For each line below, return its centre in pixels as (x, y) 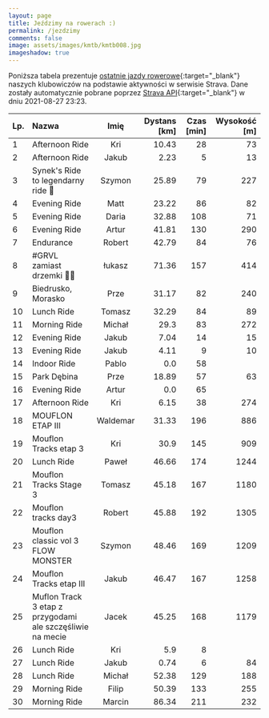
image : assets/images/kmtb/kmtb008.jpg (75, 46)
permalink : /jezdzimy (44, 30)
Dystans (160, 121)
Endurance (52, 243)
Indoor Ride (54, 363)
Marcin (116, 702)
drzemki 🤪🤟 (54, 275)
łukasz (116, 265)
